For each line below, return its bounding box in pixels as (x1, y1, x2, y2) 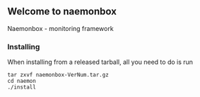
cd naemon (7, 77, 37, 85)
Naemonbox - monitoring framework (7, 24, 114, 32)
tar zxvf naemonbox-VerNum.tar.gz (7, 72, 110, 79)
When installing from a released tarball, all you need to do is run (7, 58, 193, 66)
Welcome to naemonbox (7, 6, 117, 18)
